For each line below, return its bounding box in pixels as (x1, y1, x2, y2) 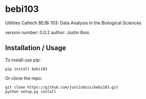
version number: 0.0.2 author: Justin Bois (5, 29, 90, 35)
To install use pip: (5, 57, 41, 63)
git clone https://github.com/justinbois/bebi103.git (5, 85, 119, 90)
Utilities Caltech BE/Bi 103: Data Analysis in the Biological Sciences (5, 20, 142, 26)
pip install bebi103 (5, 66, 48, 71)
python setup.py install (5, 89, 56, 94)
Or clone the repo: (5, 75, 43, 81)
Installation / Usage (5, 44, 66, 52)
